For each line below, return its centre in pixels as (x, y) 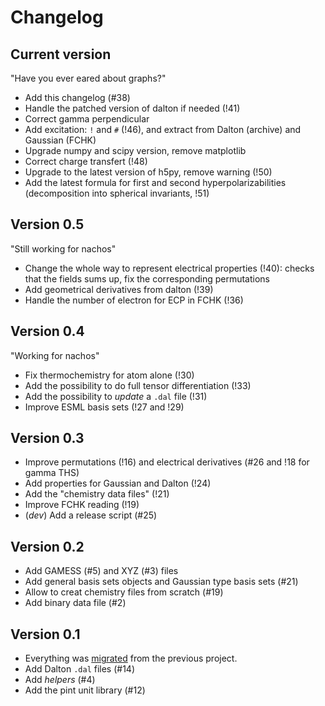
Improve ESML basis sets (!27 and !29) (104, 407)
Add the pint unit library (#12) (85, 690)
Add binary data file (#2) (75, 603)
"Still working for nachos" (63, 248)
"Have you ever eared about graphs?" (88, 78)
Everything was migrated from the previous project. (131, 658)
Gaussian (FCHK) (60, 140)
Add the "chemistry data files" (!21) (97, 494)
